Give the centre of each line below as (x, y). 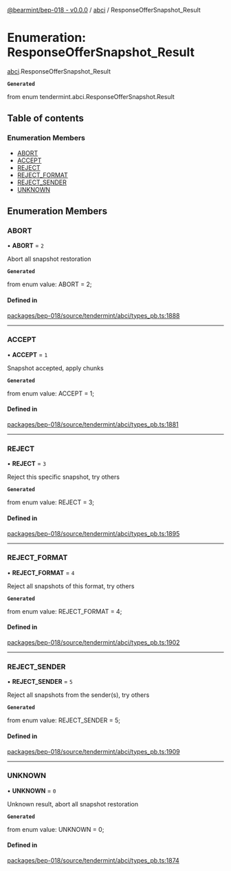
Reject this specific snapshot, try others (64, 477)
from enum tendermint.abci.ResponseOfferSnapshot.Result (91, 96)
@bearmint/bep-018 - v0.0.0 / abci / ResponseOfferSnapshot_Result (104, 10)
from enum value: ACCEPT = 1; (51, 393)
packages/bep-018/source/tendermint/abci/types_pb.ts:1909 (93, 751)
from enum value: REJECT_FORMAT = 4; (65, 611)
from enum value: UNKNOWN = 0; (56, 829)
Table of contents (45, 119)
